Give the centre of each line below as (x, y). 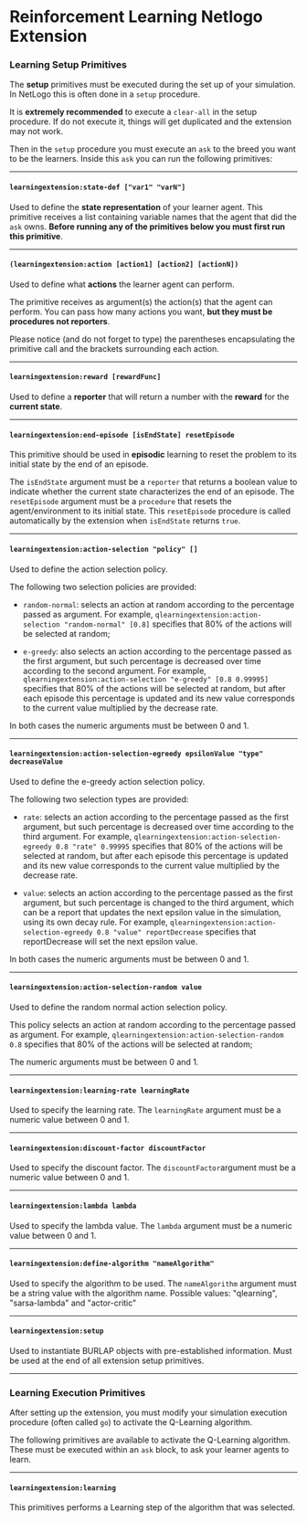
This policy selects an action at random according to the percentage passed (153, 1024)
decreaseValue (37, 762)
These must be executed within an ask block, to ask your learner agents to (149, 1450)
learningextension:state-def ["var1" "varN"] (97, 188)
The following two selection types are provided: (99, 799)
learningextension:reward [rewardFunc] (85, 377)
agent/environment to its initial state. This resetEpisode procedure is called (150, 511)
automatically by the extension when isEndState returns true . (125, 521)
